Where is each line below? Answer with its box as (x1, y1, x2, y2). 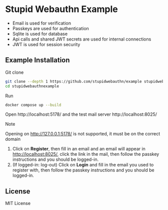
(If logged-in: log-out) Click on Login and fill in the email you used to (12, 162, 154, 168)
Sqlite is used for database (12, 31, 68, 37)
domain (5, 136, 21, 142)
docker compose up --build (5, 102, 61, 107)
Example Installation (5, 56, 70, 65)
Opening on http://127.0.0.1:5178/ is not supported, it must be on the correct (5, 131, 160, 137)
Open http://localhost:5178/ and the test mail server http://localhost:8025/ (5, 111, 157, 117)
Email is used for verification (12, 20, 71, 26)
